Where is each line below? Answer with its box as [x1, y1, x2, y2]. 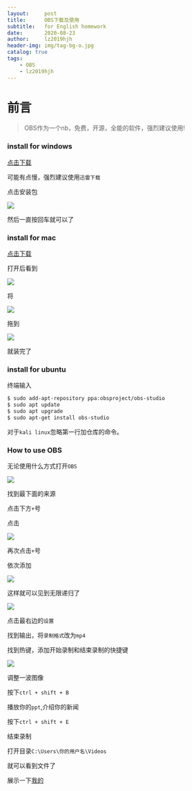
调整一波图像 [7, 674, 44, 682]
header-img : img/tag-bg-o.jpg [7, 42, 95, 49]
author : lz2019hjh [7, 36, 73, 43]
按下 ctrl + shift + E [7, 718, 69, 726]
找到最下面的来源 [7, 490, 56, 498]
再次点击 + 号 [7, 546, 41, 555]
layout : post [7, 10, 57, 17]
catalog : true [7, 49, 48, 56]
